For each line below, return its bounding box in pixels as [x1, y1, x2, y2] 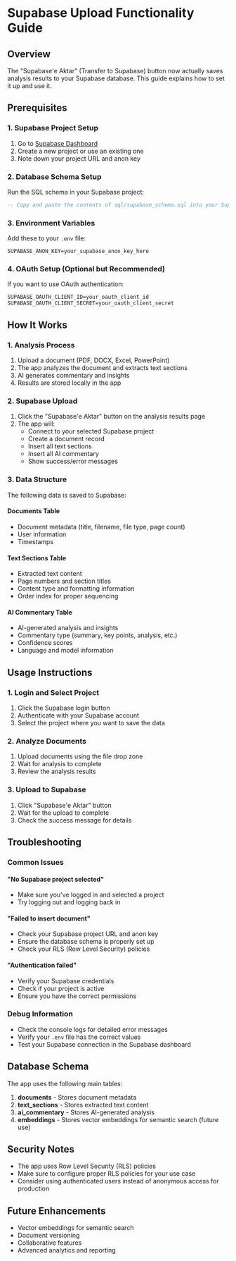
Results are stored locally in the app [17, 379, 122, 387]
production [17, 1184, 50, 1193]
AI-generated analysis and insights [17, 624, 119, 632]
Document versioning [17, 1231, 80, 1240]
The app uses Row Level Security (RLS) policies [17, 1162, 157, 1171]
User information [17, 530, 67, 539]
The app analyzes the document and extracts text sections [17, 364, 188, 372]
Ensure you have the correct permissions [17, 992, 137, 1000]
